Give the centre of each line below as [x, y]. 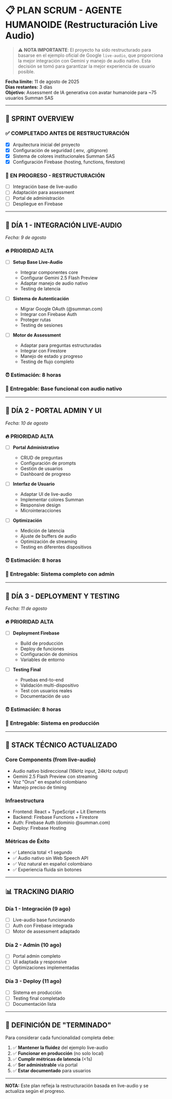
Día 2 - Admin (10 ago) [34, 945]
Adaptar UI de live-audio [46, 494]
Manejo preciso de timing [39, 787]
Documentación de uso [45, 696]
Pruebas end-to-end [42, 680]
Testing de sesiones [41, 325]
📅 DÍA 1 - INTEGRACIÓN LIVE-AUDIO [64, 225]
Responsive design [40, 505]
